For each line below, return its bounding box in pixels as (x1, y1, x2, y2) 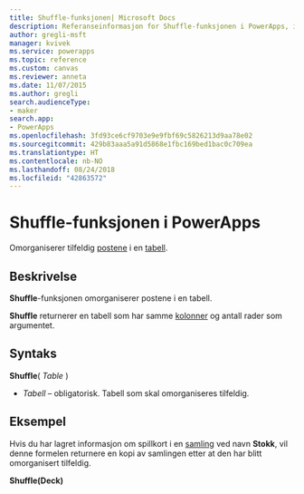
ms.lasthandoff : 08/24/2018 (9, 165, 116, 174)
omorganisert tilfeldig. (9, 457, 92, 468)
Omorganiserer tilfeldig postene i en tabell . (9, 242, 168, 254)
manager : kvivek (9, 38, 71, 48)
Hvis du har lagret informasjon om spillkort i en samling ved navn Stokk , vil (9, 438, 288, 449)
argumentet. (9, 320, 55, 331)
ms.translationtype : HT (9, 148, 100, 157)
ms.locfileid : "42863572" (9, 173, 107, 182)
